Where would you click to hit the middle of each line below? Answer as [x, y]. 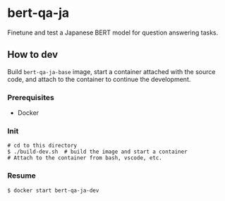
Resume [22, 176]
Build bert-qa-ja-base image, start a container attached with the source [111, 71]
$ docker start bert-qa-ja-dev [53, 190]
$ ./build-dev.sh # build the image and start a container [98, 152]
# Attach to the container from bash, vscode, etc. [85, 158]
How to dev [33, 55]
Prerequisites [31, 97]
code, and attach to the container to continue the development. [99, 79]
